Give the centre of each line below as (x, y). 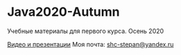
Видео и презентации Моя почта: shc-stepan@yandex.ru (90, 44)
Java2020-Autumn (63, 12)
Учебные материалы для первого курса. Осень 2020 (86, 31)
